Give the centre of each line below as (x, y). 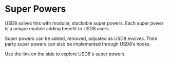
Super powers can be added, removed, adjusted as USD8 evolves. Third (81, 38)
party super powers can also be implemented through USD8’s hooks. (78, 44)
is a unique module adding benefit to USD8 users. (58, 28)
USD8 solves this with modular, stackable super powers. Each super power (84, 23)
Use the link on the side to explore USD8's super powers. (65, 54)
